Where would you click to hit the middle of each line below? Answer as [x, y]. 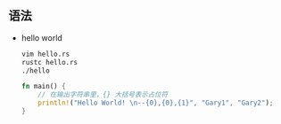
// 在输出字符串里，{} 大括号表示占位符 [103, 95]
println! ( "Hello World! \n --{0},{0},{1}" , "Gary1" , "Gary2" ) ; [156, 103]
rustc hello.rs [50, 62]
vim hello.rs [45, 54]
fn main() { [43, 87]
